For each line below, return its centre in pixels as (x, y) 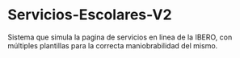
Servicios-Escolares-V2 (90, 15)
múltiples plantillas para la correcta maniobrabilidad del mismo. (113, 45)
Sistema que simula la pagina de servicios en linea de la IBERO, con (120, 37)
